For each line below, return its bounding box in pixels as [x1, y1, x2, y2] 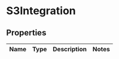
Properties [6, 28, 47, 38]
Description [53, 45, 87, 53]
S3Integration [6, 4, 76, 18]
